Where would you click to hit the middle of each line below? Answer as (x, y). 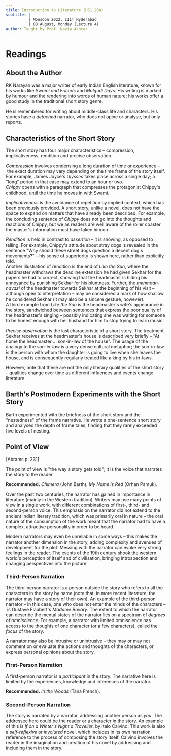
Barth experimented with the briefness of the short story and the (73, 414)
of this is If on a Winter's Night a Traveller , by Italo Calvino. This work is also (85, 726)
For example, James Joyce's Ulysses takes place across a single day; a (80, 176)
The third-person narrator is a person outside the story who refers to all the (84, 588)
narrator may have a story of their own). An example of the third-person (81, 599)
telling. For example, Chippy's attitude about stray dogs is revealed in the (82, 245)
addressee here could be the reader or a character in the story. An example (84, 721)
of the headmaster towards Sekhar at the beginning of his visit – (88, 288)
